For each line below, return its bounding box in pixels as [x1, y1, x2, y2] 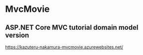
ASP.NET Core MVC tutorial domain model [5, 23, 139, 32]
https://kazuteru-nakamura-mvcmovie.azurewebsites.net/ [5, 44, 124, 50]
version [5, 31, 29, 39]
